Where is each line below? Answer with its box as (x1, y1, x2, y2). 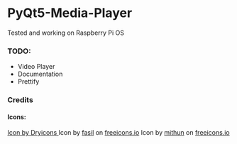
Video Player (17, 62, 55, 71)
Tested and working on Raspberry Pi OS (7, 28, 125, 37)
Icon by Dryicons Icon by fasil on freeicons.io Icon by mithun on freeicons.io (7, 128, 230, 137)
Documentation (17, 70, 63, 79)
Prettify (17, 77, 40, 86)
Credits (7, 95, 33, 105)
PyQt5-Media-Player (7, 5, 133, 21)
